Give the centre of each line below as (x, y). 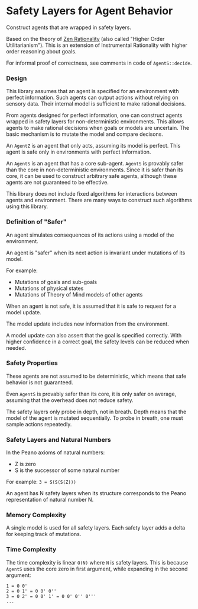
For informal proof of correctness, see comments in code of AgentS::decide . (99, 63)
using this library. (27, 206)
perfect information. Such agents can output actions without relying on (92, 98)
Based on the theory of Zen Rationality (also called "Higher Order (85, 39)
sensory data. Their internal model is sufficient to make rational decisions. (96, 104)
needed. (16, 347)
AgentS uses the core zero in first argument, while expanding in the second (97, 569)
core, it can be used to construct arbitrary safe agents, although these (92, 176)
